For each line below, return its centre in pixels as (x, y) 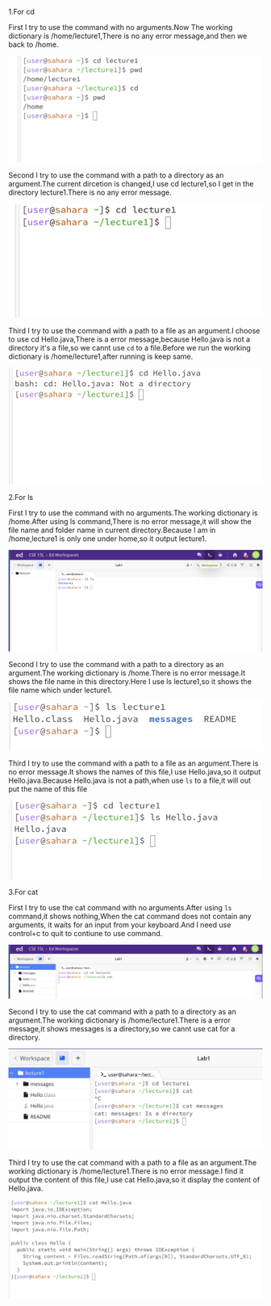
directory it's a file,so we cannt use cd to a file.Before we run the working (130, 347)
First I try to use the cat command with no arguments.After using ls (120, 907)
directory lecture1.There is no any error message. (90, 192)
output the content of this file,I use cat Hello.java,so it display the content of (134, 1180)
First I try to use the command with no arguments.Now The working (121, 27)
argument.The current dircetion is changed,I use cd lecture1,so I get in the (131, 183)
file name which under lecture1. (60, 690)
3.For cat (23, 892)
